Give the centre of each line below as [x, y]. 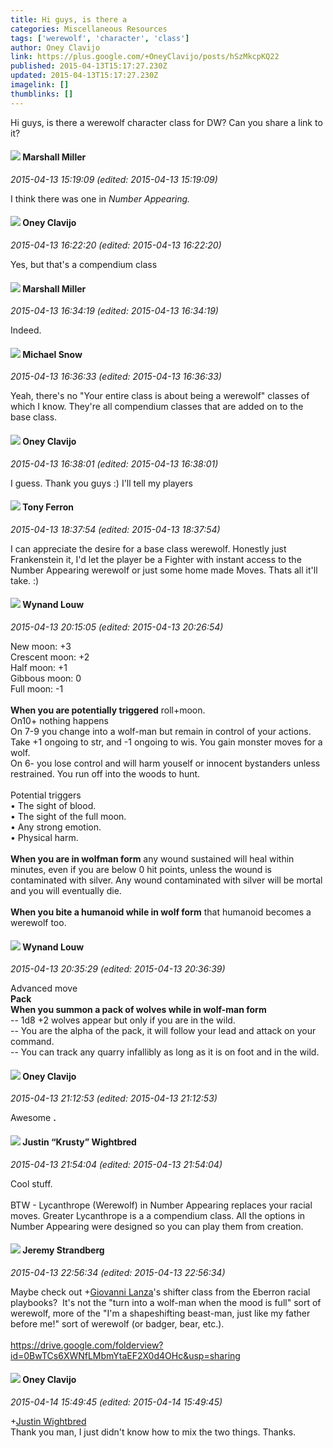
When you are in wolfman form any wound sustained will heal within [152, 859]
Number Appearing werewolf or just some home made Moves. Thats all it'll [164, 570]
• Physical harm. [44, 838]
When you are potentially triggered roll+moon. [108, 710]
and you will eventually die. [66, 891]
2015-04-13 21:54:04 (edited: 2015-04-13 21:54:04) [116, 1164]
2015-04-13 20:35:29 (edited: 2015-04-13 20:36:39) [118, 969]
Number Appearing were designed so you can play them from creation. [157, 1226]
